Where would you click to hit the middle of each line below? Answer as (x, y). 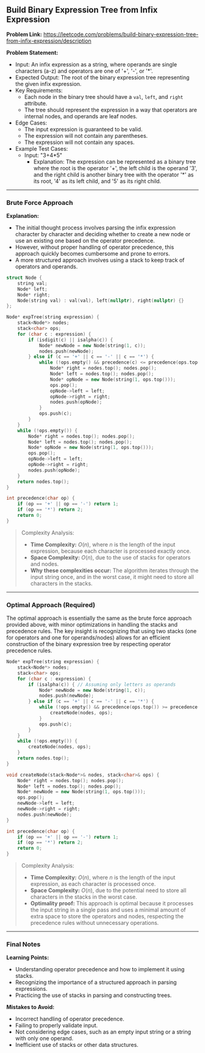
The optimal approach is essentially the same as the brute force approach (99, 618)
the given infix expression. (48, 84)
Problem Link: (24, 34)
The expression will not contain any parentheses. (86, 135)
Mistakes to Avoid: (31, 1007)
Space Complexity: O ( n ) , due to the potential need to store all (108, 891)
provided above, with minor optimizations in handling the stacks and (92, 625)
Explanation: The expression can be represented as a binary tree (115, 162)
